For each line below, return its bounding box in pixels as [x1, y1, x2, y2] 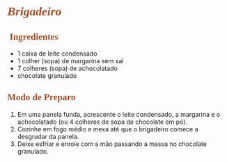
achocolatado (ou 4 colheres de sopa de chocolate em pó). [17, 118, 188, 126]
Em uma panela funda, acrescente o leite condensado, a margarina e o [17, 110, 221, 118]
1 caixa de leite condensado [17, 49, 97, 58]
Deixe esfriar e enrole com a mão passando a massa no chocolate [17, 140, 208, 148]
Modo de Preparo [7, 92, 76, 103]
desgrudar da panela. [17, 132, 79, 140]
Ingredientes [9, 31, 58, 42]
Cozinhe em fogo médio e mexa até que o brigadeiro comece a [17, 124, 198, 133]
